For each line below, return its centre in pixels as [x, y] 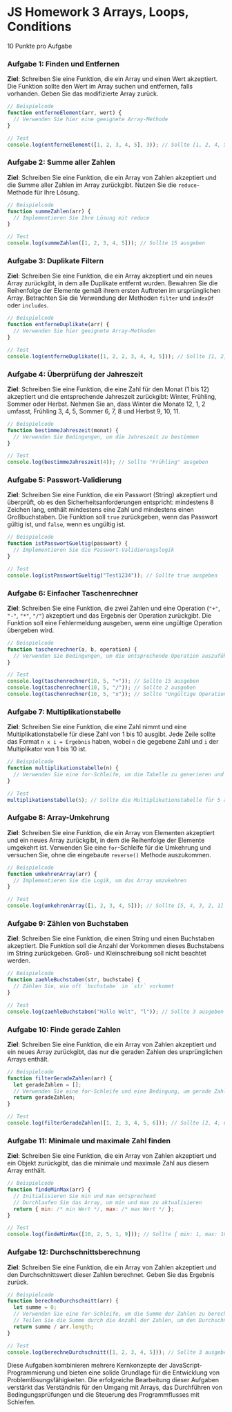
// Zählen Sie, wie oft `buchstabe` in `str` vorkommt [94, 986]
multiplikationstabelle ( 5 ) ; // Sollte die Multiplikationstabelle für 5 [114, 800]
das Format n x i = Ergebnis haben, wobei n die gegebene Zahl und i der [113, 742]
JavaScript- [185, 1366]
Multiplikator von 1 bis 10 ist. [47, 749]
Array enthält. [27, 1170]
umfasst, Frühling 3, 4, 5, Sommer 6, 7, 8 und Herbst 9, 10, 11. [94, 411]
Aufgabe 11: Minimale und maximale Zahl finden [89, 1141]
